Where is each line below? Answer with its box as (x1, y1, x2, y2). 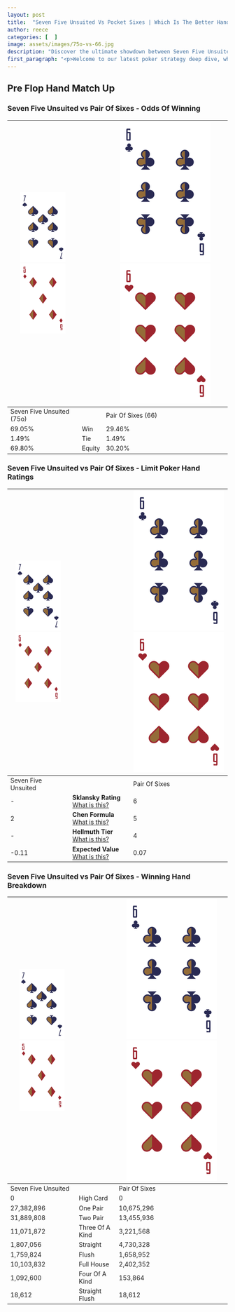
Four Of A (78, 1270, 107, 1278)
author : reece (7, 26, 49, 33)
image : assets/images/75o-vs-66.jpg (7, 41, 114, 48)
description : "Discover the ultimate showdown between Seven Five (7, 48, 205, 55)
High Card (78, 1194, 108, 1203)
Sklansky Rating (72, 793, 121, 802)
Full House (78, 1259, 110, 1269)
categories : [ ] (7, 34, 58, 41)
